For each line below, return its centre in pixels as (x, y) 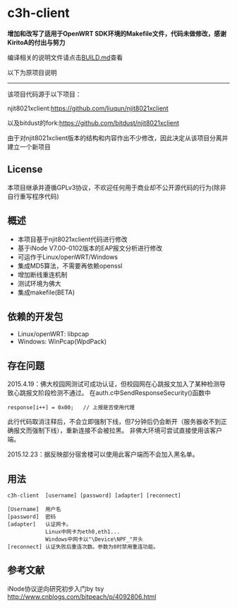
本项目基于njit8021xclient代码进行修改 (73, 239)
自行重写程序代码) (34, 196)
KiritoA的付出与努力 (36, 42)
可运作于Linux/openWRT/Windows (68, 257)
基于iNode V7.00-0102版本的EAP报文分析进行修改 (90, 248)
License (25, 170)
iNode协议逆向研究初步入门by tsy (56, 588)
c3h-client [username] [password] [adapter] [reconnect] (94, 495)
